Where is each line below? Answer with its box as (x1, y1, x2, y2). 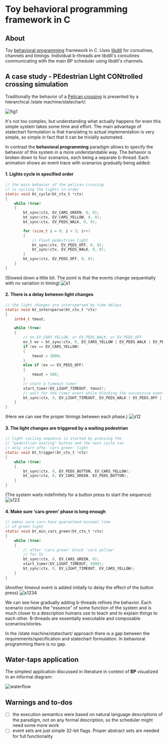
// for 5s (23, 552, 43, 557)
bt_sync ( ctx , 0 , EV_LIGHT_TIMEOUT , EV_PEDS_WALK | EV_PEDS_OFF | (23, 395, 162, 400)
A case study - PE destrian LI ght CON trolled (5, 72, 143, 81)
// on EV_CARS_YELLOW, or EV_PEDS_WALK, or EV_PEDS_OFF (23, 335, 142, 340)
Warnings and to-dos (5, 698, 72, 706)
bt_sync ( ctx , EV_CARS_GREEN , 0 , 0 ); (23, 210, 99, 215)
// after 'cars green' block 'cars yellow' (23, 547, 115, 552)
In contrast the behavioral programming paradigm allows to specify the (5, 143, 153, 149)
